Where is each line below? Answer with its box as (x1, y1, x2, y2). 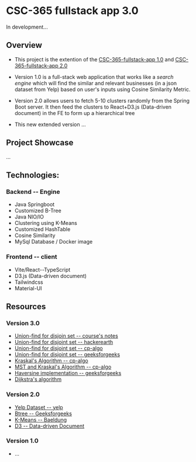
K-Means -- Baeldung (14, 416, 67, 423)
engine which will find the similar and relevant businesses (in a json (14, 79, 177, 86)
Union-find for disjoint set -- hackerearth (14, 339, 114, 346)
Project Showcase (6, 138, 74, 148)
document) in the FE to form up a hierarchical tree (14, 109, 135, 116)
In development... (6, 23, 48, 30)
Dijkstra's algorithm (14, 376, 62, 383)
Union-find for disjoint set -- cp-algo (14, 345, 104, 352)
